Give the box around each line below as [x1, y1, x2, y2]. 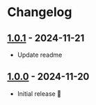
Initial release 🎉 [17, 89, 61, 98]
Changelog [7, 4, 72, 20]
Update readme [17, 50, 63, 59]
